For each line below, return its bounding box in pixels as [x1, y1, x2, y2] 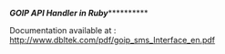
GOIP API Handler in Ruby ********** [9, 8, 148, 18]
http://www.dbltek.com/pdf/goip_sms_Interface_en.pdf [9, 35, 216, 45]
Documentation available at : [9, 25, 117, 35]
